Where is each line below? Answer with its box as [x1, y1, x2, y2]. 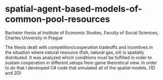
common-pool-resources [5, 14, 110, 25]
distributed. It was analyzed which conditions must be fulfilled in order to [5, 54, 152, 60]
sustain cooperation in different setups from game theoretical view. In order [5, 60, 158, 65]
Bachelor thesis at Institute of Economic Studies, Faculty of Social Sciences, [5, 30, 159, 35]
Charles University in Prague [5, 35, 63, 41]
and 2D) [5, 70, 22, 76]
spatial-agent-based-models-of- [5, 3, 142, 15]
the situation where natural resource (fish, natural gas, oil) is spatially [5, 49, 144, 55]
